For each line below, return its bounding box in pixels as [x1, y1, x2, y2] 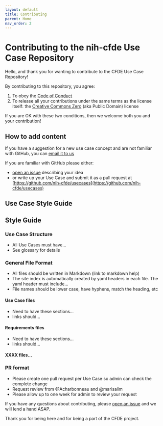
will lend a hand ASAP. [5, 406, 50, 412]
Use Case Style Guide [5, 199, 72, 208]
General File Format [5, 260, 53, 266]
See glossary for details [12, 247, 60, 253]
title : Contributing [5, 12, 47, 17]
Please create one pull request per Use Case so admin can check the [12, 375, 152, 381]
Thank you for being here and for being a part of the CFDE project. [5, 415, 140, 421]
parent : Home [5, 16, 32, 21]
